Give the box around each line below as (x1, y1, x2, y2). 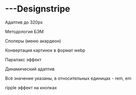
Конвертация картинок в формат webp (5, 47, 86, 53)
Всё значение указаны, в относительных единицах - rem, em (5, 75, 132, 81)
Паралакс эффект (5, 56, 42, 62)
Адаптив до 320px (5, 19, 43, 25)
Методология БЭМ (5, 28, 44, 34)
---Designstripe (5, 3, 70, 14)
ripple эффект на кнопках (5, 84, 57, 90)
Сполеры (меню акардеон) (5, 38, 62, 44)
